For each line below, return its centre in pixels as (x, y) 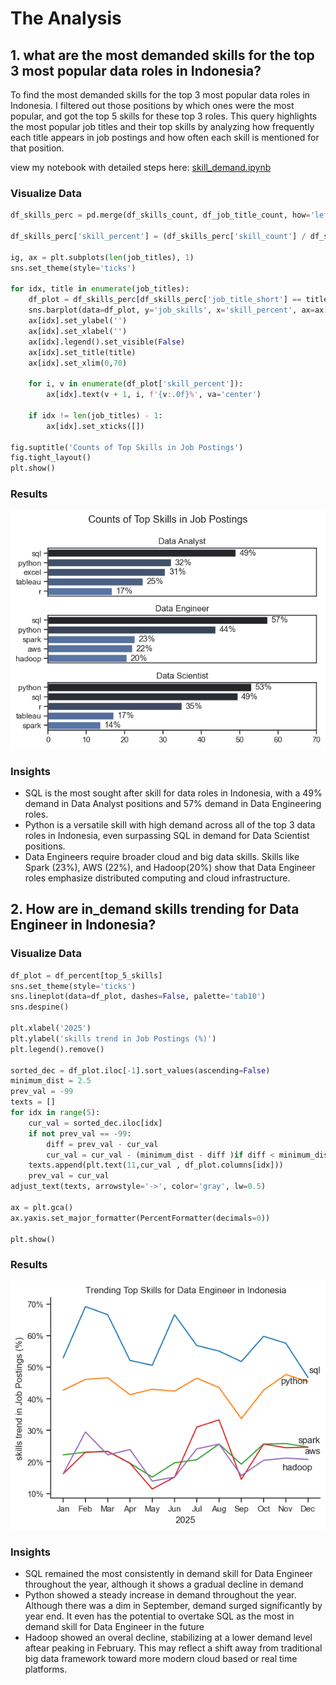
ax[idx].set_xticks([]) (95, 426)
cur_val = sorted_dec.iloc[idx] (95, 1123)
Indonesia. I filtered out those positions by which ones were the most (152, 105)
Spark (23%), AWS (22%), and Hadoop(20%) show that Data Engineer (170, 867)
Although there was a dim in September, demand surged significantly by (173, 1606)
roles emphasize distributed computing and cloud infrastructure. (157, 878)
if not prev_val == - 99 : (80, 1133)
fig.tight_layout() (51, 458)
